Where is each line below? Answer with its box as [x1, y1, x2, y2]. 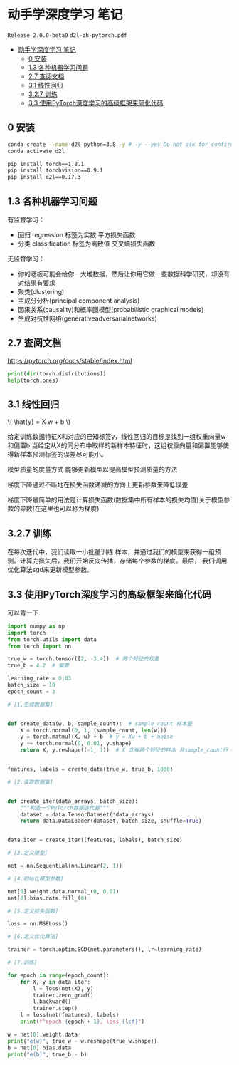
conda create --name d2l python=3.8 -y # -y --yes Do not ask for [7, 140, 208, 148]
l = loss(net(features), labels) [20, 1012, 119, 1019]
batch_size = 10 [7, 682, 55, 689]
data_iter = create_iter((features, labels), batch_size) [7, 836, 183, 844]
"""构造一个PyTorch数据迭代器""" [20, 804, 110, 811]
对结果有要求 [17, 279, 55, 287]
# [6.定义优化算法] [7, 933, 59, 940]
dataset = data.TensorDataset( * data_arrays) [20, 811, 154, 818]
